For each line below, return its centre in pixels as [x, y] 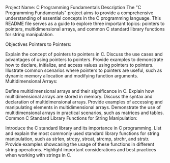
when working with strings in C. [38, 155]
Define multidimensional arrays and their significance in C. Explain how [80, 91]
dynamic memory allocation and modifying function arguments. [72, 76]
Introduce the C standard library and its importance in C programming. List [83, 128]
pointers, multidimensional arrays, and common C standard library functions [85, 29]
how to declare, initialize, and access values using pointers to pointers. [79, 65]
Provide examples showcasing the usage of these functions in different [80, 144]
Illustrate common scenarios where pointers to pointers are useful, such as [84, 70]
